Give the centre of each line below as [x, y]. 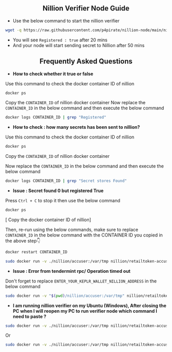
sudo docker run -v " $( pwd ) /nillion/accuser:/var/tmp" [65, 296]
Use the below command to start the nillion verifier [66, 20]
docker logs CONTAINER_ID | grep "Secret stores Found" [66, 181]
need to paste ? [29, 316]
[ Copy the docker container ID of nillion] [48, 220]
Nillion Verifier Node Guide [86, 8]
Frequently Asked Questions [86, 62]
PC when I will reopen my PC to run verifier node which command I [85, 311]
